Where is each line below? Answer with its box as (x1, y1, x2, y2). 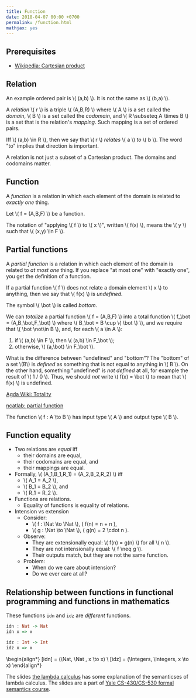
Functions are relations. (14, 496, 71, 503)
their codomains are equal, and (23, 458, 98, 465)
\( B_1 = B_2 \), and (23, 483, 68, 490)
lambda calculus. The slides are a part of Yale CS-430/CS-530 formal (6, 679, 174, 686)
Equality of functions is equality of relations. (23, 502, 130, 509)
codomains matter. (6, 159, 51, 167)
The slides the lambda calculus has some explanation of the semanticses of (6, 673, 189, 680)
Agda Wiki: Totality (6, 390, 51, 397)
